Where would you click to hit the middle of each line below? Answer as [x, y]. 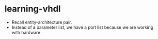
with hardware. [26, 32]
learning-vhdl [33, 9]
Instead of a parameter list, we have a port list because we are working [82, 27]
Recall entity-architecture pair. [42, 22]
